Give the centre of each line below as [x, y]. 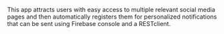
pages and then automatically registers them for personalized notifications [112, 17]
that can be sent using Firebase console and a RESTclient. [89, 24]
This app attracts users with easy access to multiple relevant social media [111, 10]
